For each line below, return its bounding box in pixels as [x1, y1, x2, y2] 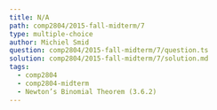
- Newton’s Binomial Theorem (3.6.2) [17, 87, 157, 96]
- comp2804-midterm [17, 79, 90, 88]
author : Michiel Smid [9, 37, 90, 47]
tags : [9, 63, 29, 72]
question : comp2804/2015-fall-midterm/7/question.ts [9, 46, 209, 55]
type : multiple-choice [9, 29, 93, 38]
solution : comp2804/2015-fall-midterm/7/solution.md [9, 54, 209, 63]
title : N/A [9, 12, 50, 22]
